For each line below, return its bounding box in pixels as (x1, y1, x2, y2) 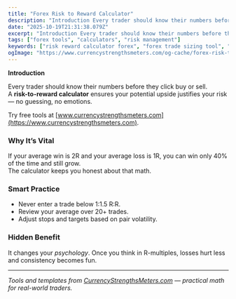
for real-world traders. (8, 284, 73, 292)
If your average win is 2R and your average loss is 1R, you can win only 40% (8, 152, 228, 160)
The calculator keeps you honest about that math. (8, 166, 152, 175)
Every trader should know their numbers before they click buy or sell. (8, 82, 208, 91)
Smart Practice (8, 184, 60, 194)
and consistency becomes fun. (8, 255, 97, 264)
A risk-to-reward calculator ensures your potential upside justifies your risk (8, 89, 228, 98)
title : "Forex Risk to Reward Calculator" (8, 10, 134, 18)
